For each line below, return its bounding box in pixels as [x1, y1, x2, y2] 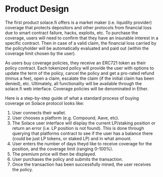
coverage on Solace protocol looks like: [5, 100, 84, 106]
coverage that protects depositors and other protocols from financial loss [5, 24, 152, 30]
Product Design [5, 3, 69, 15]
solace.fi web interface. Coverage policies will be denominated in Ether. [5, 86, 148, 91]
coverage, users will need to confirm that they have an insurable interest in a [5, 35, 159, 41]
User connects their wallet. [12, 109, 67, 115]
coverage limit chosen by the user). [5, 50, 76, 56]
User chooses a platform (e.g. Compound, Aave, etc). [12, 115, 119, 121]
